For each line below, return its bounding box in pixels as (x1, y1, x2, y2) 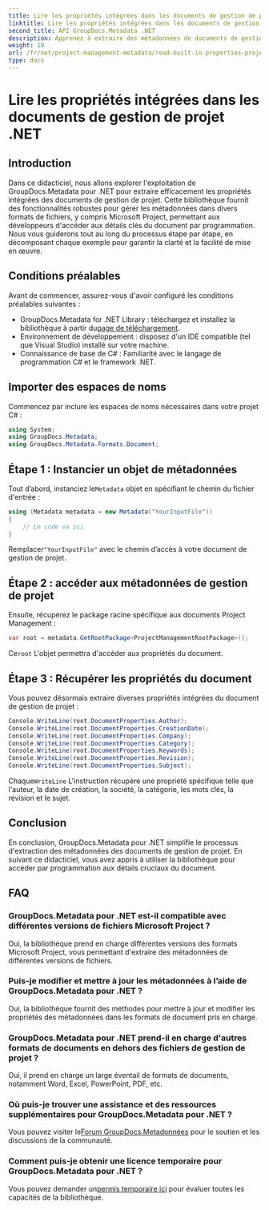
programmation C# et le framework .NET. (19, 357, 156, 367)
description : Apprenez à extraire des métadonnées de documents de (8, 34, 239, 42)
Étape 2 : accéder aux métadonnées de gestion (8, 576, 248, 589)
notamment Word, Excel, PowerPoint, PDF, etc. (8, 1079, 163, 1089)
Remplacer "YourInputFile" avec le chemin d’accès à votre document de (8, 545, 247, 554)
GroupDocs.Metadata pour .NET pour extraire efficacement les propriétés (8, 186, 251, 196)
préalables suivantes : (8, 299, 81, 308)
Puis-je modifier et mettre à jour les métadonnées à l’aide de (8, 975, 247, 987)
